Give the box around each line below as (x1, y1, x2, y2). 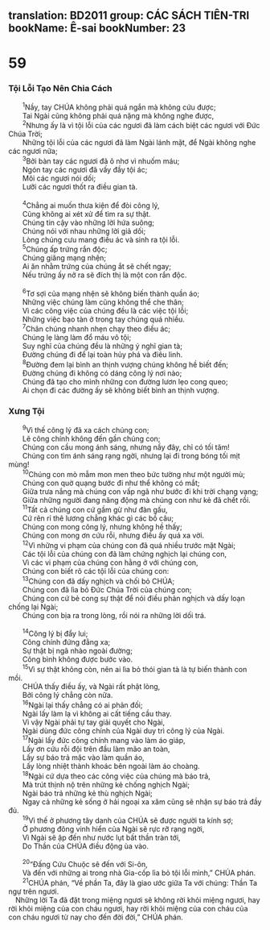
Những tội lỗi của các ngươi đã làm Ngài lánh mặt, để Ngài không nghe (22, 138, 256, 147)
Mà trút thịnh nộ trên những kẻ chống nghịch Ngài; (22, 779, 190, 789)
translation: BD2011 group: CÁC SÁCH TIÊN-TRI (8, 9, 250, 23)
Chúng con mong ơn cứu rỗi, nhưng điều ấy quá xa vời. (22, 530, 205, 541)
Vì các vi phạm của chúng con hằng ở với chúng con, (22, 558, 198, 567)
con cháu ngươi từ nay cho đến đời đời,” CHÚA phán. (8, 912, 183, 922)
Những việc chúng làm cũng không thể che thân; (22, 297, 185, 307)
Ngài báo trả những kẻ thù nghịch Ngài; (22, 788, 153, 798)
